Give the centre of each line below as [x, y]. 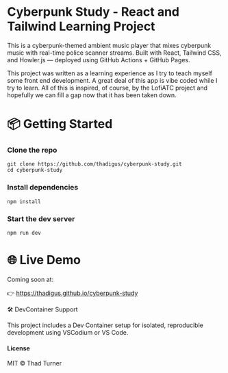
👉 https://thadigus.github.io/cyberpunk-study [73, 293]
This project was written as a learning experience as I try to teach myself [110, 73]
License [19, 348]
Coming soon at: [30, 279]
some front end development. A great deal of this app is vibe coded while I [112, 80]
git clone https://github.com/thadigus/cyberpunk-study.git [95, 164]
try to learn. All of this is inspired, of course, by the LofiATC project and [107, 88]
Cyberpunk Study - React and [93, 12]
